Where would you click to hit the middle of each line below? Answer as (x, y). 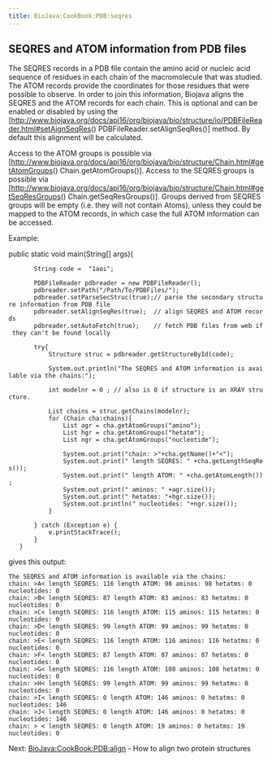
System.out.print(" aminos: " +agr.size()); (140, 490)
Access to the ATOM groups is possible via (80, 153)
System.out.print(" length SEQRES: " (127, 461)
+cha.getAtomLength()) (225, 476)
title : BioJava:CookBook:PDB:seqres (70, 16)
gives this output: (37, 562)
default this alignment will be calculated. (76, 138)
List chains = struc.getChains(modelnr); (119, 412)
